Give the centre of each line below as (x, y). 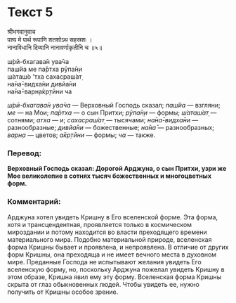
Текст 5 (30, 12)
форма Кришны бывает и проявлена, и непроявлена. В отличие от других (118, 247)
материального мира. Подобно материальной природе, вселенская (110, 239)
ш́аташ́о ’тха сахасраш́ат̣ (45, 76)
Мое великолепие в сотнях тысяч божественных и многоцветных (110, 176)
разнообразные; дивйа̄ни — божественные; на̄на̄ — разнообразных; (111, 127)
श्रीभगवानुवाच (22, 32)
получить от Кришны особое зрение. (63, 292)
